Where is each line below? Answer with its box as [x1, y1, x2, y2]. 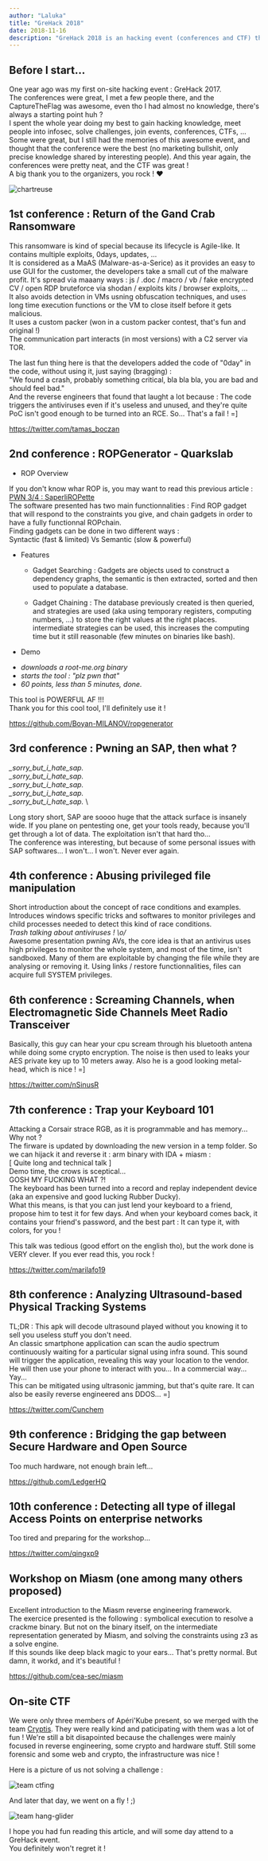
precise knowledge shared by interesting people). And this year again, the [9, 152, 251, 162]
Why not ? [9, 1132, 43, 1142]
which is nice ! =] [29, 1064, 86, 1075]
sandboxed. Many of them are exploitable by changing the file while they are [9, 953, 260, 963]
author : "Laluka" [9, 11, 67, 20]
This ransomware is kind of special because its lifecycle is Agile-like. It [9, 240, 241, 251]
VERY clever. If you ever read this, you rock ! [9, 1249, 155, 1258]
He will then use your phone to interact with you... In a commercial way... [9, 1364, 247, 1373]
